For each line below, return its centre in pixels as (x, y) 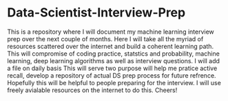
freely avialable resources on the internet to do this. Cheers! (92, 90)
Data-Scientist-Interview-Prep (96, 13)
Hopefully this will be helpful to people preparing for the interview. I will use (114, 82)
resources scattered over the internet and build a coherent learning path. (111, 46)
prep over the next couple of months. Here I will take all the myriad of (105, 38)
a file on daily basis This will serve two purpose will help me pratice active (112, 68)
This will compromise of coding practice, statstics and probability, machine (114, 54)
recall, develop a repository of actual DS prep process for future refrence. (112, 75)
